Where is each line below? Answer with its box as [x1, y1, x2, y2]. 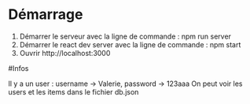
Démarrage [8, 6, 83, 24]
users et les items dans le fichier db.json [8, 87, 139, 96]
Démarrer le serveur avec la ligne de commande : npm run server [19, 32, 232, 41]
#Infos [8, 63, 29, 72]
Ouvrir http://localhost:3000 [19, 48, 111, 58]
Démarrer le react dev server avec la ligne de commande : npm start [19, 39, 241, 49]
